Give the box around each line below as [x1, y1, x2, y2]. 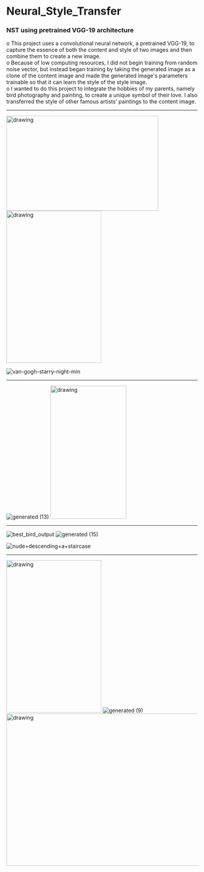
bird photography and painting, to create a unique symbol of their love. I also [6, 91, 198, 99]
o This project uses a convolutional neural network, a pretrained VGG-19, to [6, 40, 195, 47]
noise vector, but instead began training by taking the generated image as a [6, 66, 195, 73]
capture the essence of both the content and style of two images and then [6, 46, 192, 54]
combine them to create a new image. [6, 53, 101, 60]
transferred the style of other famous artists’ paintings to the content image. [6, 98, 196, 105]
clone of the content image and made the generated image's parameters [6, 72, 188, 80]
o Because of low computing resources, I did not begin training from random [6, 59, 198, 66]
